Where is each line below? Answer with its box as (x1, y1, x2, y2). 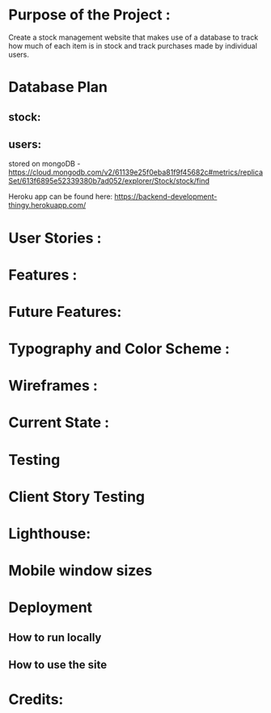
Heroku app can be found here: (8, 192, 113, 201)
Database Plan (8, 78, 108, 96)
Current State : (8, 414, 110, 432)
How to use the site (8, 658, 108, 672)
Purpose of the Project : (8, 6, 171, 24)
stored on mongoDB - (8, 159, 81, 169)
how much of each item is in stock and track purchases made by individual (8, 40, 257, 50)
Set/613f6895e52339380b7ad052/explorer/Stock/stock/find (8, 176, 210, 186)
